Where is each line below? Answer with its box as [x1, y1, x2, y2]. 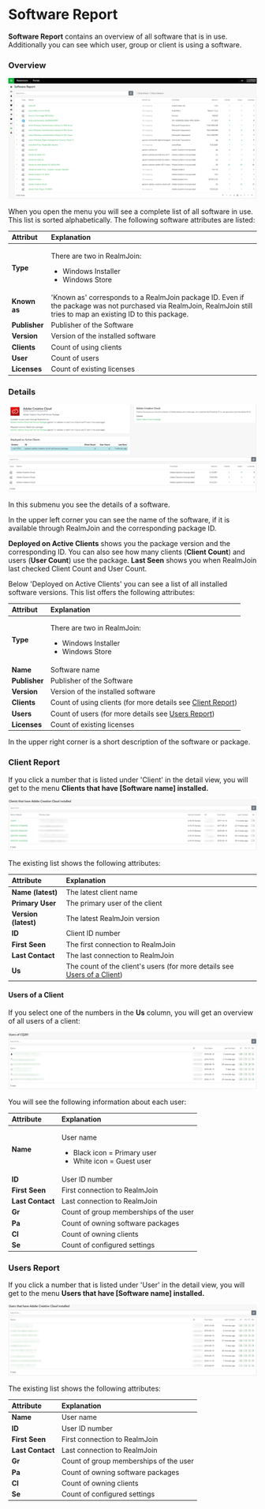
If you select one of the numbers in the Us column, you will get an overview [8, 1008, 254, 1017]
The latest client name [65, 887, 138, 897]
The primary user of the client [65, 898, 162, 908]
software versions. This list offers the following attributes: [8, 587, 196, 597]
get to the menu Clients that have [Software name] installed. [8, 783, 209, 792]
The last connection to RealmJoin [65, 950, 175, 960]
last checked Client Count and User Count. [8, 564, 147, 573]
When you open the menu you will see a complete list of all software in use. [8, 207, 254, 216]
